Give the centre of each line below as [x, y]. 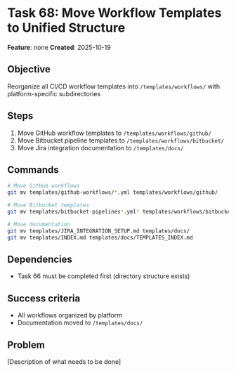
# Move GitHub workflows [44, 186]
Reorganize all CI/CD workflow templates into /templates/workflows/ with [113, 86]
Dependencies [40, 259]
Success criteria [44, 298]
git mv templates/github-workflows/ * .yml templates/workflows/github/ [113, 192]
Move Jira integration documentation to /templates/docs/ [100, 148]
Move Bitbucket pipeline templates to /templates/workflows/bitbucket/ [121, 140]
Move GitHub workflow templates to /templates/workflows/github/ [114, 133]
